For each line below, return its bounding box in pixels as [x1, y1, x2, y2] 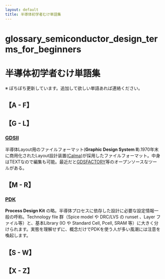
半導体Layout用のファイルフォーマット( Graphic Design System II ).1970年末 [5, 146, 159, 152]
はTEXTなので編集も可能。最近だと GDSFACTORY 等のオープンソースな [5, 159, 149, 165]
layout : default [5, 7, 39, 12]
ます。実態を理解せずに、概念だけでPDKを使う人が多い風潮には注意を [18, 226, 161, 232]
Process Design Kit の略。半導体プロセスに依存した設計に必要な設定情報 [5, 208, 155, 214]
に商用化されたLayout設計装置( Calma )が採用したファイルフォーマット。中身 [5, 152, 161, 158]
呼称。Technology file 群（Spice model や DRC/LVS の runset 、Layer [13, 214, 156, 220]
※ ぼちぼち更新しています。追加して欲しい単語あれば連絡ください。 [5, 85, 143, 91]
